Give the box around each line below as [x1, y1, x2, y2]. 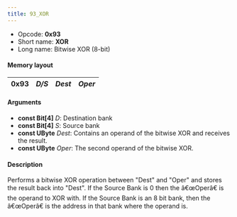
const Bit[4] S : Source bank [17, 122, 101, 130]
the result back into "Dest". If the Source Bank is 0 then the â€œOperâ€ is [7, 184, 224, 192]
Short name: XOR [17, 37, 69, 46]
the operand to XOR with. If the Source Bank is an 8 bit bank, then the [7, 194, 211, 202]
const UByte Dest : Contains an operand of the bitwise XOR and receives [17, 129, 231, 138]
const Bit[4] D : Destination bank [17, 114, 113, 122]
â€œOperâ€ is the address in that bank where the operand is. [7, 202, 188, 211]
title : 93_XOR [7, 10, 50, 18]
